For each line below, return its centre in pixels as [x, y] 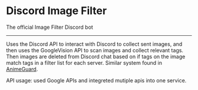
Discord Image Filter [57, 11]
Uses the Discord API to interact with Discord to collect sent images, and [94, 44]
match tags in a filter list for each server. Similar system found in [84, 62]
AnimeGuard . [22, 69]
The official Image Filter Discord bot [49, 27]
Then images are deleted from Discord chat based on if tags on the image [96, 56]
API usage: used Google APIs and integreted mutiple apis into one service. [96, 80]
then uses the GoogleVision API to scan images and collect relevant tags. [95, 50]
